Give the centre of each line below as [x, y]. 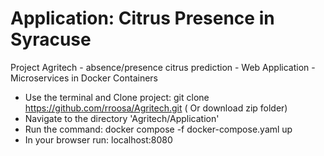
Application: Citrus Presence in [142, 18]
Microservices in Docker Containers [84, 78]
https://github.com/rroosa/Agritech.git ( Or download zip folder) [156, 108]
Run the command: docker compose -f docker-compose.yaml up [158, 129]
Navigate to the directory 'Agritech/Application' [122, 118]
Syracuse [51, 39]
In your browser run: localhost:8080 [98, 139]
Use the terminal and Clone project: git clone [117, 97]
